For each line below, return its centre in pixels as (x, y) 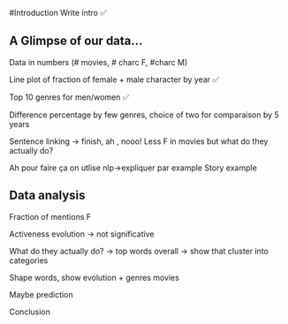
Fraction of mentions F (50, 216)
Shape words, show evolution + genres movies (94, 277)
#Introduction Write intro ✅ (58, 13)
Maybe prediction (41, 294)
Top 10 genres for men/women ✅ (69, 97)
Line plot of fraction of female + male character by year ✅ (114, 79)
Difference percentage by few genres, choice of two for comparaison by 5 (144, 115)
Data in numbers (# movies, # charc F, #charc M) (99, 62)
